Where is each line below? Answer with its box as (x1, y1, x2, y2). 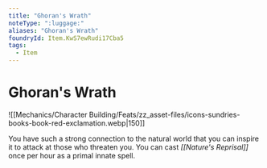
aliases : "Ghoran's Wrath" (8, 26, 99, 34)
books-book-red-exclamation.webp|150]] (8, 118, 146, 128)
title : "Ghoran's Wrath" (8, 11, 92, 20)
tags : (8, 42, 27, 50)
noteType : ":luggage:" (8, 19, 84, 27)
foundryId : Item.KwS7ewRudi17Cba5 (8, 34, 125, 42)
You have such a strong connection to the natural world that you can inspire (8, 134, 260, 143)
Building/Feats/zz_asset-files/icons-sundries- (88, 110, 240, 119)
